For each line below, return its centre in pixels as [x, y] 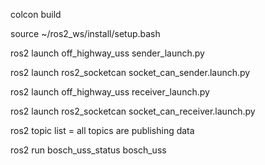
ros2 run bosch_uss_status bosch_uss [88, 150]
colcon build [36, 14]
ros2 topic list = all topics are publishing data [102, 130]
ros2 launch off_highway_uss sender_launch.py [107, 53]
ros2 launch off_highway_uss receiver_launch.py [110, 92]
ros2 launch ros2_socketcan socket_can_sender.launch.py [130, 72]
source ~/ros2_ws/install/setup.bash [85, 33]
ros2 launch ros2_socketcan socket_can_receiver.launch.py [133, 111]
